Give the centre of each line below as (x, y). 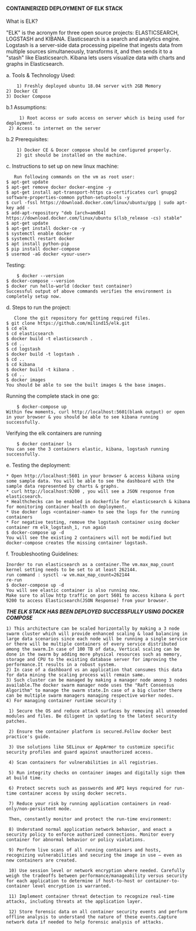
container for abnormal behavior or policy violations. (76, 840)
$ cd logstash (23, 349)
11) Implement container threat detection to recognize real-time (92, 897)
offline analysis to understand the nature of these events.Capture (92, 917)
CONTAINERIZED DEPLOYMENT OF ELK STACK (65, 8)
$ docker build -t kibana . (40, 370)
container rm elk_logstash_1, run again (56, 528)
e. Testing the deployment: (38, 465)
